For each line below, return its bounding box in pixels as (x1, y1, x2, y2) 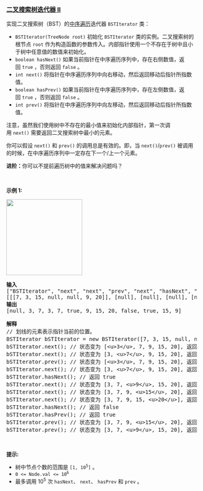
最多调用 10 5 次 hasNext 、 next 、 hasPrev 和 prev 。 (14, 476, 143, 485)
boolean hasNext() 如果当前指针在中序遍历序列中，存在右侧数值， (14, 56, 179, 63)
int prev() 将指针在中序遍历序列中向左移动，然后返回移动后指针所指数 (14, 101, 192, 108)
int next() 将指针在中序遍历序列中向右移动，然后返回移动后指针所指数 (14, 71, 192, 78)
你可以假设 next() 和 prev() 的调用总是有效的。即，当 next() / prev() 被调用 (6, 142, 193, 149)
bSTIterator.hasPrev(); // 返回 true (6, 411, 116, 418)
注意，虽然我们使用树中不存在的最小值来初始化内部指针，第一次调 (6, 122, 170, 129)
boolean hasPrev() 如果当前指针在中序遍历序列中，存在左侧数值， (14, 86, 179, 93)
